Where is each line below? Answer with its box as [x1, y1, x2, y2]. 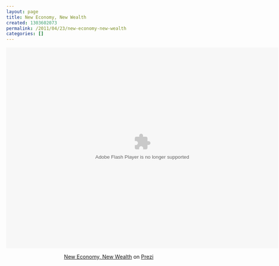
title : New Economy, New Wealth [6, 14, 86, 20]
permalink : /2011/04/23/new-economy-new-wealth [6, 25, 127, 32]
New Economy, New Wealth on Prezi [64, 254, 154, 261]
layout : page [6, 8, 39, 15]
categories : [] [6, 31, 44, 37]
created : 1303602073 [6, 20, 58, 26]
